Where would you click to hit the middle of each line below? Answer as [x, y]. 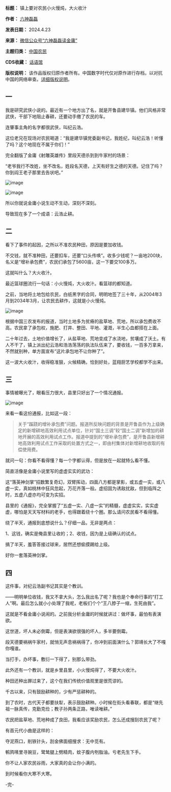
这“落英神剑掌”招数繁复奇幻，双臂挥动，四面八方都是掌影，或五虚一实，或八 [85, 482]
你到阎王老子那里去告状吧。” [34, 172]
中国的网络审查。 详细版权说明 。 [39, 79]
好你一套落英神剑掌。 [27, 555]
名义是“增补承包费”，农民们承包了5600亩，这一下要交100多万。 [72, 262]
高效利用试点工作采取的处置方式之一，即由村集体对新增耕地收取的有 [94, 443]
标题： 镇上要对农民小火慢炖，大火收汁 [46, 8]
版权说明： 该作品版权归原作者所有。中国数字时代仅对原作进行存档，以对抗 [84, 73]
